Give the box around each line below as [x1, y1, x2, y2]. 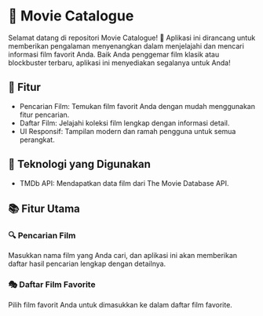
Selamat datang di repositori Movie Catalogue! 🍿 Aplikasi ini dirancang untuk [8, 33, 256, 42]
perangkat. [19, 135, 55, 144]
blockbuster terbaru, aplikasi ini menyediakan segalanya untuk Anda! [8, 58, 231, 67]
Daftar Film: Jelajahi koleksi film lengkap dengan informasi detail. [19, 118, 230, 128]
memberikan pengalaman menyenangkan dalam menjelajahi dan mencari [8, 41, 245, 50]
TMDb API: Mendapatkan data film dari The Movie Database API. [19, 178, 229, 187]
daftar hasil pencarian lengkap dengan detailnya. [8, 259, 166, 269]
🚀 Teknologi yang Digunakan [8, 158, 152, 171]
